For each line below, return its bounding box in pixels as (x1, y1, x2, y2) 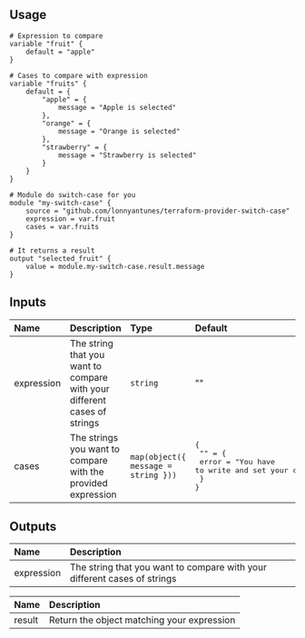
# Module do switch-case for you (9, 190, 136, 199)
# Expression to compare (9, 31, 103, 40)
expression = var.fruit (25, 214, 116, 224)
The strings (69, 431, 119, 444)
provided (69, 476, 109, 489)
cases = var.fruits (25, 222, 100, 231)
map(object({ (130, 452, 187, 462)
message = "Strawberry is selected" (57, 150, 197, 160)
